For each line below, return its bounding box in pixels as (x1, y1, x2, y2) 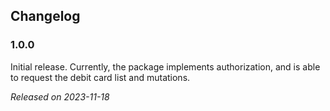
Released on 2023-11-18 (10, 90, 110, 103)
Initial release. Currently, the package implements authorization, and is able (10, 60, 321, 73)
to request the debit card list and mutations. (10, 71, 191, 83)
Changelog (10, 8, 81, 25)
